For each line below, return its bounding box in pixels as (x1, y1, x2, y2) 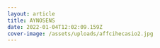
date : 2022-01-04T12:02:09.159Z (7, 23, 103, 30)
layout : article (7, 10, 55, 18)
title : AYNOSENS (7, 17, 55, 24)
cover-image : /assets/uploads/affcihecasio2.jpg (7, 30, 154, 37)
